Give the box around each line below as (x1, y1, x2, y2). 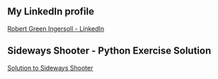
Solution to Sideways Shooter (7, 63, 93, 72)
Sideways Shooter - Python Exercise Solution (7, 45, 212, 57)
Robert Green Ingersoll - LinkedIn (7, 24, 105, 32)
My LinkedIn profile (7, 6, 95, 18)
